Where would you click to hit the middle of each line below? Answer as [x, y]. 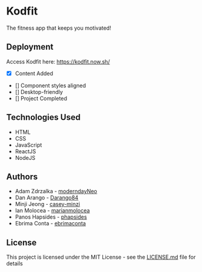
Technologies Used [43, 117]
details [15, 264]
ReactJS [25, 151]
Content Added [34, 73]
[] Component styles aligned [50, 85]
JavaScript [28, 145]
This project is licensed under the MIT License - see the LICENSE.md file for [101, 257]
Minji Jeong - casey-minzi [47, 204]
